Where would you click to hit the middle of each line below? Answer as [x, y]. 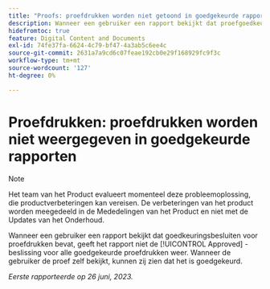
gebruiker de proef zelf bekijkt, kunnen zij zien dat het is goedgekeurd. [125, 261]
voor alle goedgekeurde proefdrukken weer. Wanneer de [137, 252]
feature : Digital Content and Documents [77, 38]
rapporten [43, 156]
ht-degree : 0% [32, 75]
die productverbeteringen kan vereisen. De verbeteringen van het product [131, 202]
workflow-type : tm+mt [45, 61]
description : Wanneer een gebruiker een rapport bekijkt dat [113, 23]
